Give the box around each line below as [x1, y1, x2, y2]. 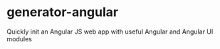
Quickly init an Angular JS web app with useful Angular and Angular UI [6, 27, 214, 36]
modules [6, 34, 33, 43]
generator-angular [6, 4, 119, 20]
